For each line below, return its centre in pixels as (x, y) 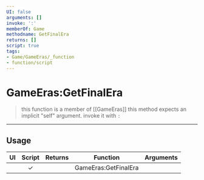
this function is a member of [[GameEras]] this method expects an (104, 109)
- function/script (29, 62)
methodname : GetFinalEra (38, 35)
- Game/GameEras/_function (40, 57)
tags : (13, 52)
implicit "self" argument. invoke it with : (71, 116)
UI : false (19, 12)
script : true (23, 46)
